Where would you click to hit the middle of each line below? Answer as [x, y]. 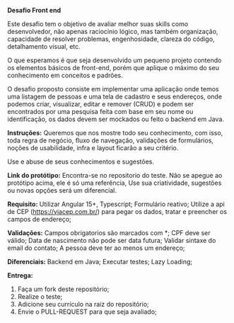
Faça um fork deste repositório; [63, 289]
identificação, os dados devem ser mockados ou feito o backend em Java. [116, 119]
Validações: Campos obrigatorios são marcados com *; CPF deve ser [109, 233]
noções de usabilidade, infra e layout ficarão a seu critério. [93, 148]
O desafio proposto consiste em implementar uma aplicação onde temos [113, 89]
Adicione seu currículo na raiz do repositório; [83, 304]
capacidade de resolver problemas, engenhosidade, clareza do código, [111, 39]
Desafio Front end [34, 10]
